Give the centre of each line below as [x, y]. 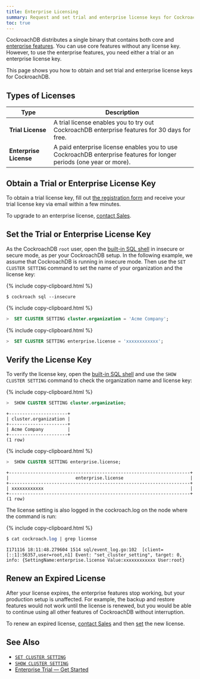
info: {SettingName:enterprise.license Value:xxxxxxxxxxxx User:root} [96, 560]
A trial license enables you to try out [104, 123]
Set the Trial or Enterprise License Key [79, 235]
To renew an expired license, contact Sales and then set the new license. [96, 623]
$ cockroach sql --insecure [41, 296]
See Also [23, 642]
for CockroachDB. [28, 77]
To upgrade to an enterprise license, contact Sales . [69, 215]
